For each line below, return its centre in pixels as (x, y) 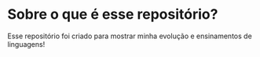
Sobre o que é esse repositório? (113, 14)
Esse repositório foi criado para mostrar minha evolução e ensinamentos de (130, 36)
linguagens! (26, 44)
